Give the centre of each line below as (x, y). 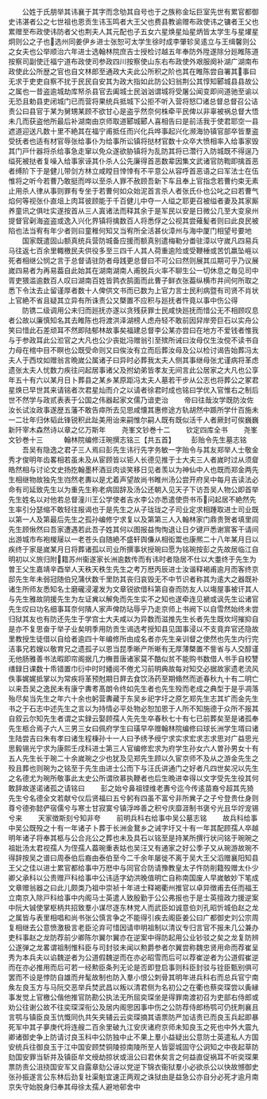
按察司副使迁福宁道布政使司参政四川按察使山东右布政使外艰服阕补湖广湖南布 (133, 61)
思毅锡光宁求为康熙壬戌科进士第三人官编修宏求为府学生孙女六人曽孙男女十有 (133, 748)
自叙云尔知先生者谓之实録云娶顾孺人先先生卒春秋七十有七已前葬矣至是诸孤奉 (133, 718)
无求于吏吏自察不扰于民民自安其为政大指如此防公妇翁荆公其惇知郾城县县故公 (133, 81)
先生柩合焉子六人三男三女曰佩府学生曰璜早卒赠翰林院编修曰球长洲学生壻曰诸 (133, 728)
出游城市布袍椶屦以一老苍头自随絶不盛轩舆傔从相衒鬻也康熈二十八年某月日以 (133, 539)
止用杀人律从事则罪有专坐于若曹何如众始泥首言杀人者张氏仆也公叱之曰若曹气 (133, 191)
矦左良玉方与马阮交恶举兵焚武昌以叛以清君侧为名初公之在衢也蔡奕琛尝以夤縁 (133, 987)
